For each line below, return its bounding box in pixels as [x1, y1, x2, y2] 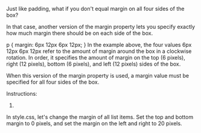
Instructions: [6, 90, 37, 97]
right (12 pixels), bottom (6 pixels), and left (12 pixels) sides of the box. [6, 60, 181, 67]
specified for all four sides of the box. [6, 78, 100, 85]
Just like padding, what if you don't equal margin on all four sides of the [6, 5, 185, 12]
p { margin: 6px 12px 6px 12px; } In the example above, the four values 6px [6, 42, 192, 48]
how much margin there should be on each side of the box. [6, 29, 153, 37]
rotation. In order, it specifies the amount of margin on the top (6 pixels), [6, 54, 185, 61]
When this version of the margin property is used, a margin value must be [6, 72, 189, 79]
